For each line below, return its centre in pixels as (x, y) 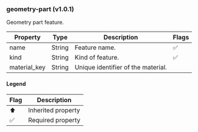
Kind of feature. (97, 58)
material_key (27, 68)
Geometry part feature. (35, 23)
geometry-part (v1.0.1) (40, 9)
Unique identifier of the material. (121, 68)
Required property (54, 120)
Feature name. (95, 47)
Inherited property (54, 110)
